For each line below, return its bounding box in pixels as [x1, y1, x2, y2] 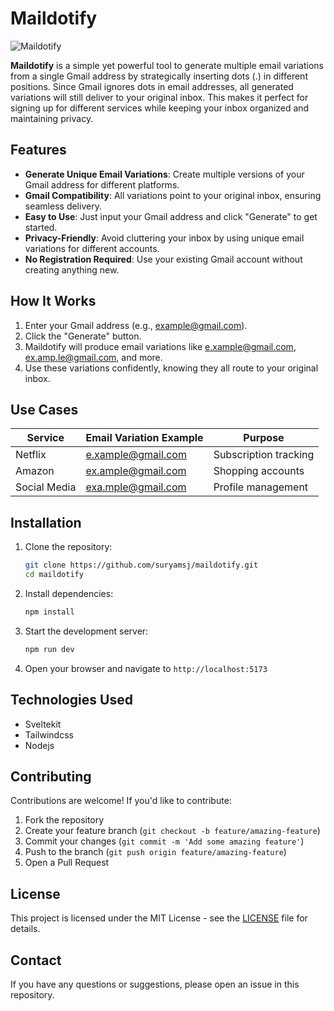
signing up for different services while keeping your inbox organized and [10, 102, 310, 114]
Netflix [15, 448, 47, 462]
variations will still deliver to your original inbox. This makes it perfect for [10, 91, 309, 103]
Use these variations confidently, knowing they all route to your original [24, 362, 319, 374]
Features [10, 142, 67, 159]
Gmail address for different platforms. [24, 178, 180, 191]
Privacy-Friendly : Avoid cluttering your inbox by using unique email [24, 232, 305, 244]
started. [24, 221, 58, 233]
